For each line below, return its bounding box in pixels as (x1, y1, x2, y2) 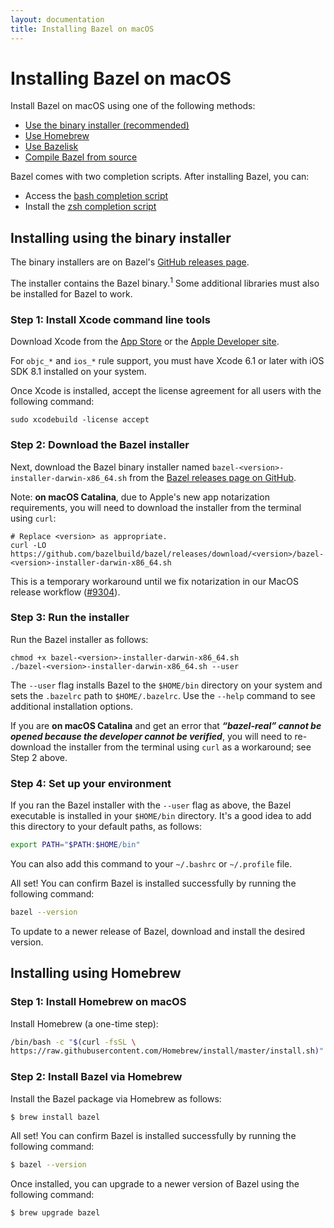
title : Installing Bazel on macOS (10, 24, 155, 34)
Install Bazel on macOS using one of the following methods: (10, 100, 256, 112)
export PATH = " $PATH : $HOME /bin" (10, 840, 141, 850)
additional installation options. (10, 700, 134, 712)
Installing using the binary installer (10, 229, 232, 246)
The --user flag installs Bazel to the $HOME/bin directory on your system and (10, 679, 323, 691)
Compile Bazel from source (24, 151, 138, 163)
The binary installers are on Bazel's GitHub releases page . (10, 256, 250, 268)
